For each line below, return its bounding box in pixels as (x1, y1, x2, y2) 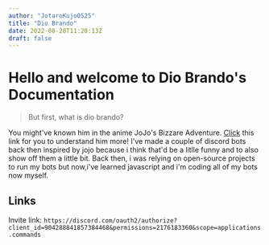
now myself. (8, 170, 49, 181)
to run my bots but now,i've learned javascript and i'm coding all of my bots (8, 162, 258, 172)
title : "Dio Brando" (8, 19, 78, 27)
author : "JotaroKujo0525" (8, 11, 95, 20)
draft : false (8, 34, 52, 43)
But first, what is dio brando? (27, 112, 124, 122)
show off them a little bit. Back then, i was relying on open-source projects (8, 153, 255, 163)
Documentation (8, 86, 115, 104)
